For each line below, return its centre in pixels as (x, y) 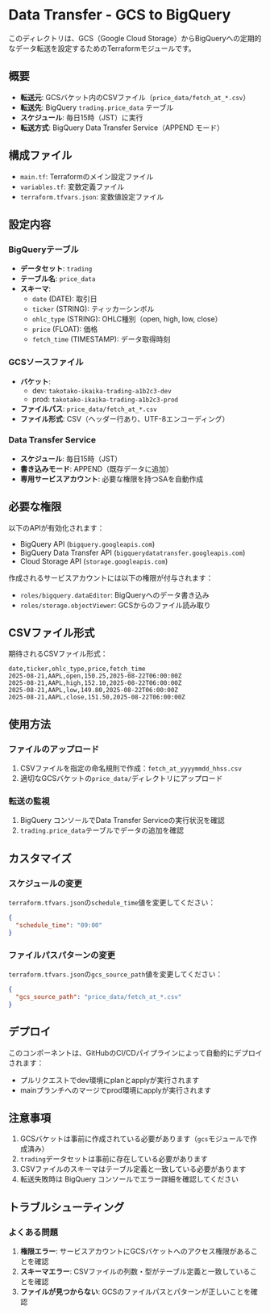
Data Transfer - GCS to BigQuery (120, 15)
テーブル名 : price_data (58, 279)
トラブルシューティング (66, 1207)
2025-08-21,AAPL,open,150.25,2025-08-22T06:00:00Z (95, 676)
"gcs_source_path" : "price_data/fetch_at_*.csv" (99, 997)
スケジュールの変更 (46, 884)
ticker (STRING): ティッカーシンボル (93, 309)
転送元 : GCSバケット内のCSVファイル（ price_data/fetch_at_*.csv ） (135, 97)
